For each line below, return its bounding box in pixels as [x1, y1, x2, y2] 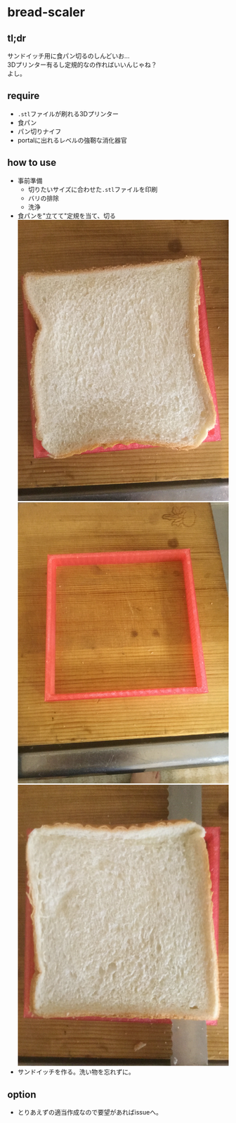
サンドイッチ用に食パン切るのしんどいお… [7, 52, 130, 60]
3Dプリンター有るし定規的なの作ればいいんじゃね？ [7, 60, 157, 69]
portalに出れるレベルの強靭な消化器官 [17, 136, 128, 144]
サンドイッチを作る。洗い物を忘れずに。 [17, 1067, 135, 1076]
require [7, 90, 40, 102]
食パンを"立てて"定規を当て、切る [17, 212, 116, 220]
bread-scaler [7, 4, 86, 20]
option [7, 1089, 37, 1101]
